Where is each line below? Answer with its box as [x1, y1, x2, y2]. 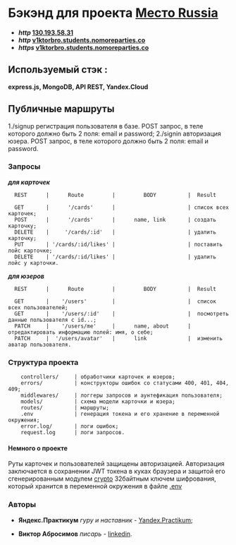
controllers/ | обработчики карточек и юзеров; [20, 373, 175, 381]
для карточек [8, 178, 50, 186]
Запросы [8, 162, 41, 172]
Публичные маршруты [8, 103, 115, 115]
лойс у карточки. [8, 259, 59, 266]
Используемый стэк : [8, 64, 108, 76]
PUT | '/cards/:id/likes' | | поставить [14, 241, 223, 248]
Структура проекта [8, 357, 79, 367]
